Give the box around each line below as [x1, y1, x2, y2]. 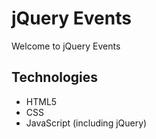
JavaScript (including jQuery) [25, 117, 148, 129]
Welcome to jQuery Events [11, 40, 121, 52]
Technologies [11, 69, 99, 86]
